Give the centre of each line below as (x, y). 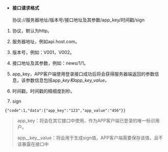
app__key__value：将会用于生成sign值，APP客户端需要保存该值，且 (88, 138)
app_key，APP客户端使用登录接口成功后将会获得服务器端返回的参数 (83, 74)
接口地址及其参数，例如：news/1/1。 (50, 63)
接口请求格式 (25, 8)
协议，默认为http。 (32, 31)
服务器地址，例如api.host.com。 (46, 42)
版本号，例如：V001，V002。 (43, 52)
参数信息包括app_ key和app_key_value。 (67, 80)
